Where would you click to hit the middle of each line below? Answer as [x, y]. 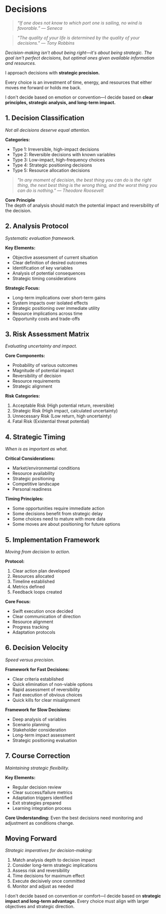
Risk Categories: [23, 396]
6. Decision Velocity [37, 648]
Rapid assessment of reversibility [46, 689]
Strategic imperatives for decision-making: [49, 851]
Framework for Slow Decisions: [38, 709]
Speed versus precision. [30, 660]
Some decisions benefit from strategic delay [57, 514]
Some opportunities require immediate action [58, 509]
